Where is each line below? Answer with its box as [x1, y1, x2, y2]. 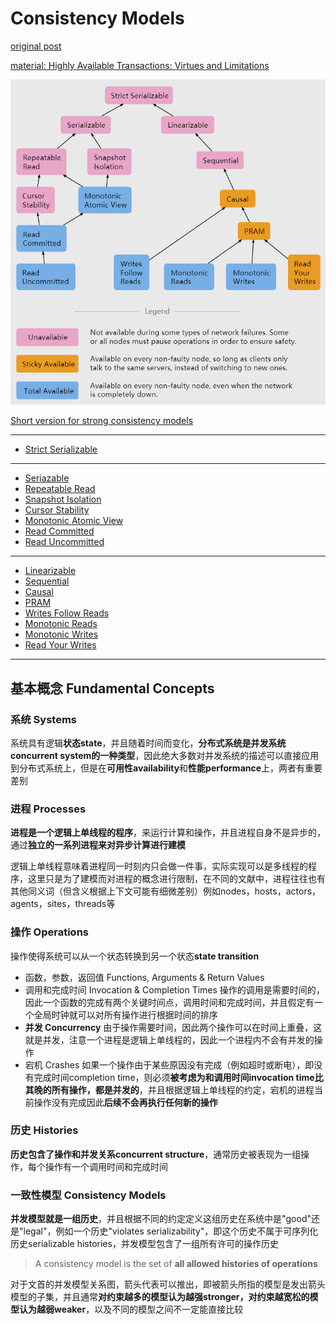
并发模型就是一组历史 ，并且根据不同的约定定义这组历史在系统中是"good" [10, 1213, 312, 1225]
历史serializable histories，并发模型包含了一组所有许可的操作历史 [10, 1238, 279, 1250]
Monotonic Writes [24, 628, 99, 641]
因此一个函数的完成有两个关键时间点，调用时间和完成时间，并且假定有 [24, 996, 315, 1008]
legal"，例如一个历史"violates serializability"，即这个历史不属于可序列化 [23, 1225, 319, 1237]
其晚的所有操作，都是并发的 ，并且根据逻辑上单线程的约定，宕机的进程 [24, 1083, 315, 1096]
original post [10, 40, 62, 52]
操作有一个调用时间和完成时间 [44, 1160, 168, 1172]
